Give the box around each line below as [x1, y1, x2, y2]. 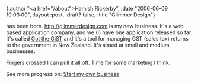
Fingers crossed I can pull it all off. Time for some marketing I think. [6, 59, 171, 66]
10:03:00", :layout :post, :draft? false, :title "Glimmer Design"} [6, 11, 155, 18]
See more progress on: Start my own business [6, 71, 120, 77]
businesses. [6, 48, 36, 55]
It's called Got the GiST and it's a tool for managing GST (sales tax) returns [6, 35, 189, 42]
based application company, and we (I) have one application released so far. [6, 29, 193, 36]
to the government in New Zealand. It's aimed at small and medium [6, 41, 170, 48]
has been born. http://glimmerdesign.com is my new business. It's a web [6, 23, 184, 29]
